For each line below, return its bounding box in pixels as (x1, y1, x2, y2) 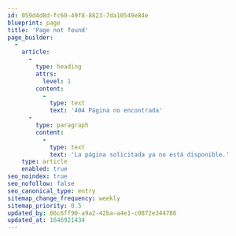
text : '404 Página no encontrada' (49, 107, 163, 115)
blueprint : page (7, 19, 61, 27)
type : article (21, 158, 68, 166)
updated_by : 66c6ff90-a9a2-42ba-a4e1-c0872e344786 (7, 209, 177, 217)
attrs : (35, 70, 57, 78)
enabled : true (21, 165, 68, 173)
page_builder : (7, 33, 54, 42)
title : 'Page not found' (7, 26, 89, 34)
